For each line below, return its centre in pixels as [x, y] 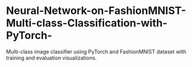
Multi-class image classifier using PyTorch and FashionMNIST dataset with [96, 51]
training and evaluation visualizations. [52, 58]
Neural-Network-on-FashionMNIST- [96, 11]
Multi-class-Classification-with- [87, 23]
